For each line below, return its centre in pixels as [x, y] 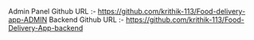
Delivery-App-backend [46, 28]
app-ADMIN [28, 20]
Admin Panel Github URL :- [52, 11]
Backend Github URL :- [87, 20]
